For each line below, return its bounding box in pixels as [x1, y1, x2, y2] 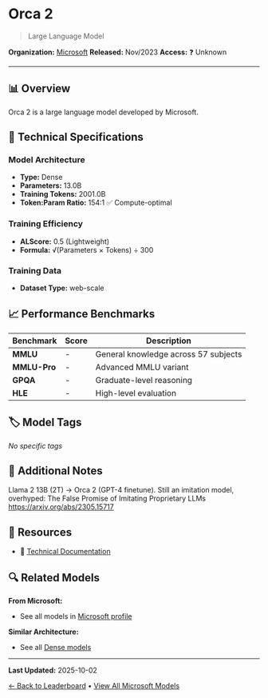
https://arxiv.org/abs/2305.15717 [8, 502, 114, 512]
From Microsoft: [8, 596, 63, 606]
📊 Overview [8, 82, 71, 96]
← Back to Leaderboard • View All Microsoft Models [8, 681, 180, 691]
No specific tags [8, 441, 62, 450]
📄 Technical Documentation [19, 547, 111, 556]
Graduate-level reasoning [95, 374, 193, 385]
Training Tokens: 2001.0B [19, 189, 106, 199]
